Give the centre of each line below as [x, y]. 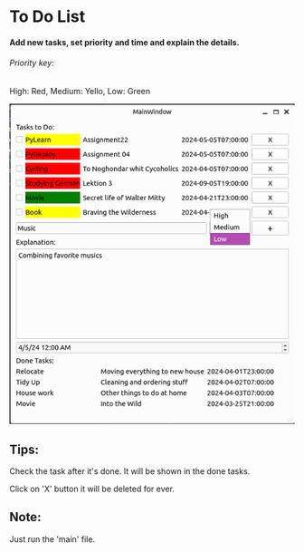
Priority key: [32, 63]
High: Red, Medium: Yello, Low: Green [80, 91]
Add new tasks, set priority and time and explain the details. [124, 42]
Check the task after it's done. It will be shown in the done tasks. [130, 471]
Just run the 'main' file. [52, 539]
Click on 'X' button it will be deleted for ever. [92, 489]
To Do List [47, 17]
